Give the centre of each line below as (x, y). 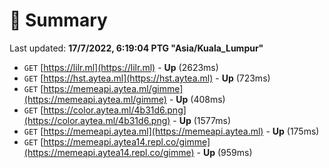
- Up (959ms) (224, 152)
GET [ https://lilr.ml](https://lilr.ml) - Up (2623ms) (121, 67)
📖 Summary (58, 20)
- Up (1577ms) (202, 120)
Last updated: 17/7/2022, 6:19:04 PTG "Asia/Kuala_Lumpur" (136, 48)
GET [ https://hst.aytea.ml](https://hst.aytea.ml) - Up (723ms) (147, 78)
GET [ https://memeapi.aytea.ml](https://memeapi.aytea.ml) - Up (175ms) (171, 131)
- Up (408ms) (197, 99)
